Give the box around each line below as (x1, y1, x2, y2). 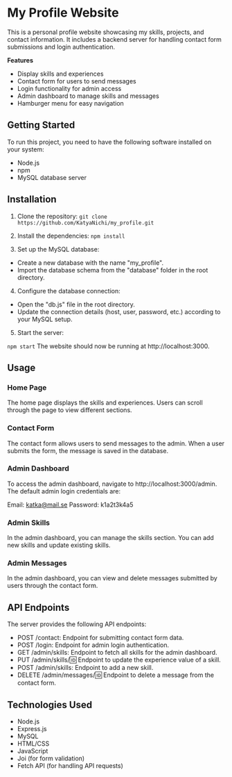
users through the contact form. (7, 582, 98, 590)
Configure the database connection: (17, 286, 121, 295)
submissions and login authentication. (7, 42, 116, 51)
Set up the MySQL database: (17, 245, 100, 253)
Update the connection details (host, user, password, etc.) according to (17, 307, 221, 316)
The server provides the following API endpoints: (7, 620, 147, 628)
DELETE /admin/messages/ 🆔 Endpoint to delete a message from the (17, 671, 215, 679)
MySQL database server (17, 173, 87, 181)
